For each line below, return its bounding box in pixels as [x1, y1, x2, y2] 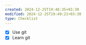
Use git [12, 30, 27, 35]
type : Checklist [5, 16, 38, 21]
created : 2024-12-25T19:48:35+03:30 [5, 7, 79, 12]
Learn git [12, 35, 31, 41]
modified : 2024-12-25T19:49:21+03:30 [5, 12, 82, 16]
